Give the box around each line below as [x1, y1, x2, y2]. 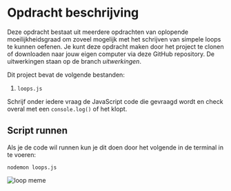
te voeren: [7, 150, 37, 158]
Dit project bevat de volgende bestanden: [7, 71, 125, 79]
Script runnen [7, 125, 68, 136]
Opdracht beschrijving [7, 5, 139, 21]
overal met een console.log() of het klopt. [7, 104, 128, 113]
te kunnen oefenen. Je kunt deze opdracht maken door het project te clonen [7, 42, 224, 51]
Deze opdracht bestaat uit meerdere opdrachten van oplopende [7, 28, 188, 36]
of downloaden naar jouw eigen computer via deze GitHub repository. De [7, 50, 215, 58]
